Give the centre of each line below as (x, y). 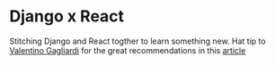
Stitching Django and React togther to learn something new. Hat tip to (138, 41)
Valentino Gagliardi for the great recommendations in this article (128, 50)
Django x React (67, 16)
